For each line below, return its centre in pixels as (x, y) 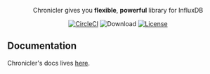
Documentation (42, 46)
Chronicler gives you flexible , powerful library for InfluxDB (118, 10)
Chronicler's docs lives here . (48, 63)
